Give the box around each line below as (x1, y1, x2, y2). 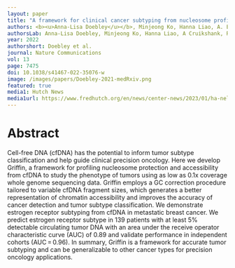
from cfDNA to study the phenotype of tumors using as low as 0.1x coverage (7, 170, 227, 179)
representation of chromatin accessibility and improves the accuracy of (7, 193, 213, 201)
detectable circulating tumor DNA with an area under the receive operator (7, 222, 220, 232)
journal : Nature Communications (7, 50, 101, 57)
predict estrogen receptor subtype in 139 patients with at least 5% (7, 215, 198, 224)
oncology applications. (7, 253, 73, 261)
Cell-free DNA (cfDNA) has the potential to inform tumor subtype (7, 148, 194, 156)
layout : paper (7, 10, 49, 18)
